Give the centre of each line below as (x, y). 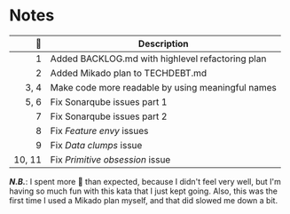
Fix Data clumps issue (96, 145)
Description (163, 44)
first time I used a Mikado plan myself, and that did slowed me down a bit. (143, 200)
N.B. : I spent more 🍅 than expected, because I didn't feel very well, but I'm (145, 181)
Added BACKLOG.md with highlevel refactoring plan (158, 59)
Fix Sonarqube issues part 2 (109, 116)
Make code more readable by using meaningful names (164, 87)
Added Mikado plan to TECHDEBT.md (128, 73)
